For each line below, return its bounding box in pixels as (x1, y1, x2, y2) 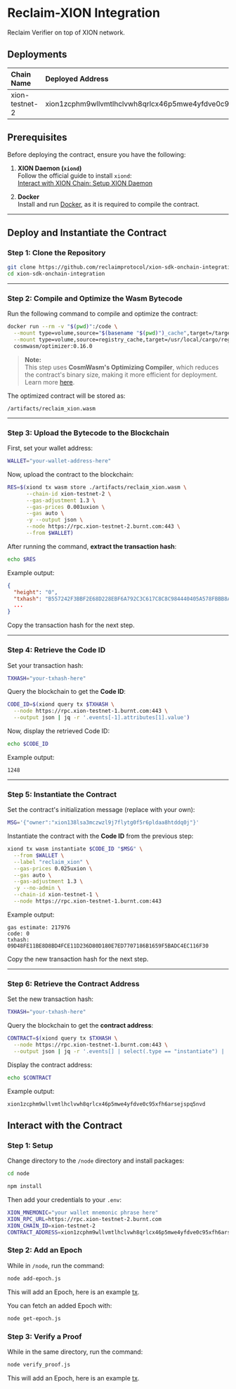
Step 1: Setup (7, 1140, 53, 1150)
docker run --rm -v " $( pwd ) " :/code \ (7, 323, 118, 330)
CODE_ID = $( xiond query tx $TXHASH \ (7, 701, 114, 708)
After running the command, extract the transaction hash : (7, 542, 177, 550)
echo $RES (7, 555, 37, 563)
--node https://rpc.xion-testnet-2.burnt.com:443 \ (25, 523, 181, 530)
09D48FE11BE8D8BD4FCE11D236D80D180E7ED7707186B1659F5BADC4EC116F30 (7, 942, 209, 950)
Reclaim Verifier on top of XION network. (7, 28, 125, 37)
